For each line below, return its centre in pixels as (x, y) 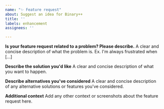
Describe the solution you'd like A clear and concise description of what (80, 67)
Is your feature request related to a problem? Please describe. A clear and (82, 46)
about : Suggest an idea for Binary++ (44, 14)
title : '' (15, 19)
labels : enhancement (26, 23)
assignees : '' (20, 28)
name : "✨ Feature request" (33, 10)
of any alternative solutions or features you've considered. (65, 86)
